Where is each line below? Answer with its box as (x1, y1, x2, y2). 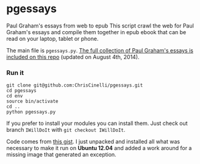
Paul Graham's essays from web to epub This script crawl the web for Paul (6, 22, 194, 29)
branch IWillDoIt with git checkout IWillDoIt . (6, 126, 126, 134)
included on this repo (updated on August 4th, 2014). (6, 53, 140, 60)
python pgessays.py (6, 109, 56, 115)
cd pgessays (6, 88, 37, 94)
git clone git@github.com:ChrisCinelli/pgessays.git (6, 82, 143, 88)
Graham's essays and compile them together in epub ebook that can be (6, 28, 187, 35)
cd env (6, 93, 23, 99)
